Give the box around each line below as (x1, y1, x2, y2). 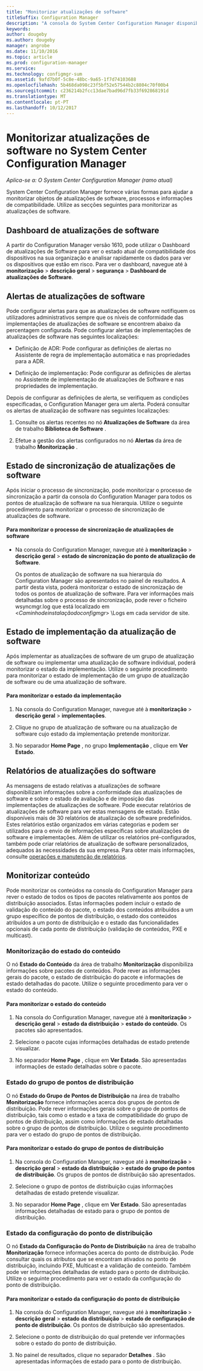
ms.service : (6, 65, 36, 72)
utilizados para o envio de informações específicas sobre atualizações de (6, 827, 190, 834)
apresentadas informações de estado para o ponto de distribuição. (14, 1358, 182, 1365)
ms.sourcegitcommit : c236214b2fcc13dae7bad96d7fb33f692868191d (6, 88, 169, 94)
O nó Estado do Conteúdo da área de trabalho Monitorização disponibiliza (6, 960, 193, 968)
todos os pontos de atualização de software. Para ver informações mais (14, 590, 195, 597)
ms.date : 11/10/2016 (6, 49, 59, 55)
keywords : (6, 25, 31, 32)
